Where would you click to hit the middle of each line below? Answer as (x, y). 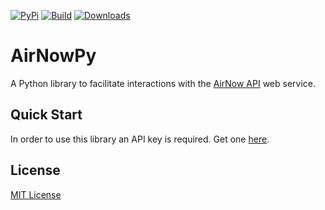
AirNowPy (53, 56)
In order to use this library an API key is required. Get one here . (140, 139)
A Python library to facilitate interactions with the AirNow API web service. (163, 83)
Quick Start (46, 115)
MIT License (36, 194)
